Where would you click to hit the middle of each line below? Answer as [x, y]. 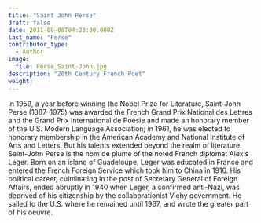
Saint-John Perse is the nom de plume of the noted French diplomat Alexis [129, 153]
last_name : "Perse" [40, 37]
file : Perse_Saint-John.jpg [61, 67]
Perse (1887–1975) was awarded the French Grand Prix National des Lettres [130, 111]
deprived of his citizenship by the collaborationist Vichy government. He [125, 195]
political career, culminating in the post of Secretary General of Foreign [123, 178]
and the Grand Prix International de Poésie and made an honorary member [129, 120]
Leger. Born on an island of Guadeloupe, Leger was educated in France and [130, 162]
